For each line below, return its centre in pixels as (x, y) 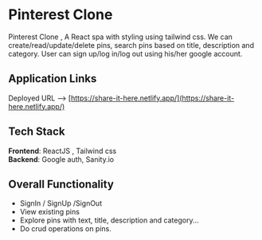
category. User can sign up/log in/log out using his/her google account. (125, 53)
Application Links (53, 79)
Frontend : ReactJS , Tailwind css (63, 151)
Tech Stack (37, 132)
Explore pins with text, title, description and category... (109, 220)
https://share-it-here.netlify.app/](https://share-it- (153, 98)
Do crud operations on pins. (65, 229)
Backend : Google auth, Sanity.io (61, 159)
